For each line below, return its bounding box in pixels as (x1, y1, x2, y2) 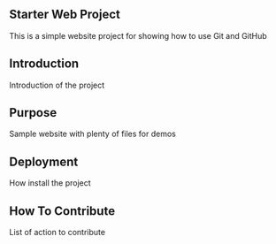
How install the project (9, 178, 91, 188)
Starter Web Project (9, 7, 121, 22)
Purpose (9, 105, 57, 120)
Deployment (9, 154, 79, 169)
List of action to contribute (9, 227, 106, 238)
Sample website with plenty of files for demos (9, 128, 177, 140)
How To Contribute (9, 203, 116, 218)
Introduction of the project (9, 80, 105, 90)
